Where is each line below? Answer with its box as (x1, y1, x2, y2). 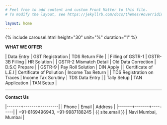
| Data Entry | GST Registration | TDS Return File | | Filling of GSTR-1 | (5, 54, 147, 60)
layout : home (5, 21, 32, 26)
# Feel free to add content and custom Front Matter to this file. (5, 7, 148, 12)
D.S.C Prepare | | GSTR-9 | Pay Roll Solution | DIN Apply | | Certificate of (5, 64, 153, 70)
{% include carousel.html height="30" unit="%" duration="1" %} (5, 34, 138, 40)
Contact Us (5, 94, 29, 100)
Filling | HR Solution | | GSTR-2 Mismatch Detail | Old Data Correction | (11, 59, 156, 65)
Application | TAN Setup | (5, 80, 57, 86)
